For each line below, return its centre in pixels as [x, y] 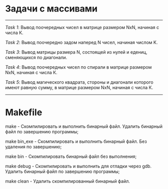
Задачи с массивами [51, 9]
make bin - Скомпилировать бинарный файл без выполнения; [71, 156]
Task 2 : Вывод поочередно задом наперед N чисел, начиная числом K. [81, 42]
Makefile [24, 113]
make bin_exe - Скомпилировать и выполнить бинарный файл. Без [76, 141]
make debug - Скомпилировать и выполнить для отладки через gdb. [78, 166]
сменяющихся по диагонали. [36, 57]
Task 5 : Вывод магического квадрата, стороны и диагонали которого [79, 82]
